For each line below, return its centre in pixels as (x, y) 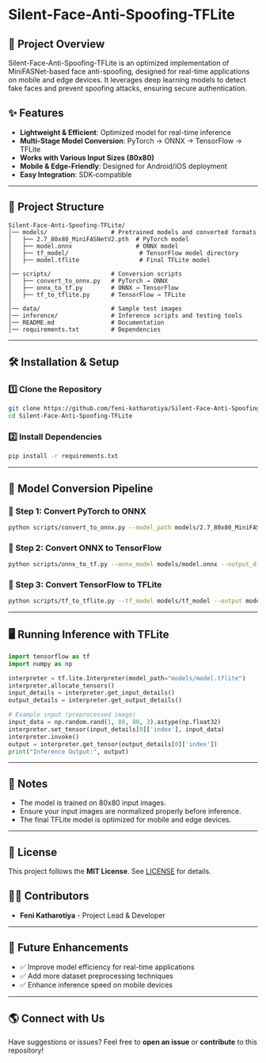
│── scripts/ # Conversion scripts (95, 274)
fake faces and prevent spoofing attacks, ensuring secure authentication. (128, 88)
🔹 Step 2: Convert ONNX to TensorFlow (85, 548)
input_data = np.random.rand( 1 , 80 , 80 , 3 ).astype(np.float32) (115, 722)
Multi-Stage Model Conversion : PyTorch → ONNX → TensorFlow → (131, 141)
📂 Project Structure (56, 207)
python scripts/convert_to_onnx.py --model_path (90, 527)
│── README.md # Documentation (86, 322)
